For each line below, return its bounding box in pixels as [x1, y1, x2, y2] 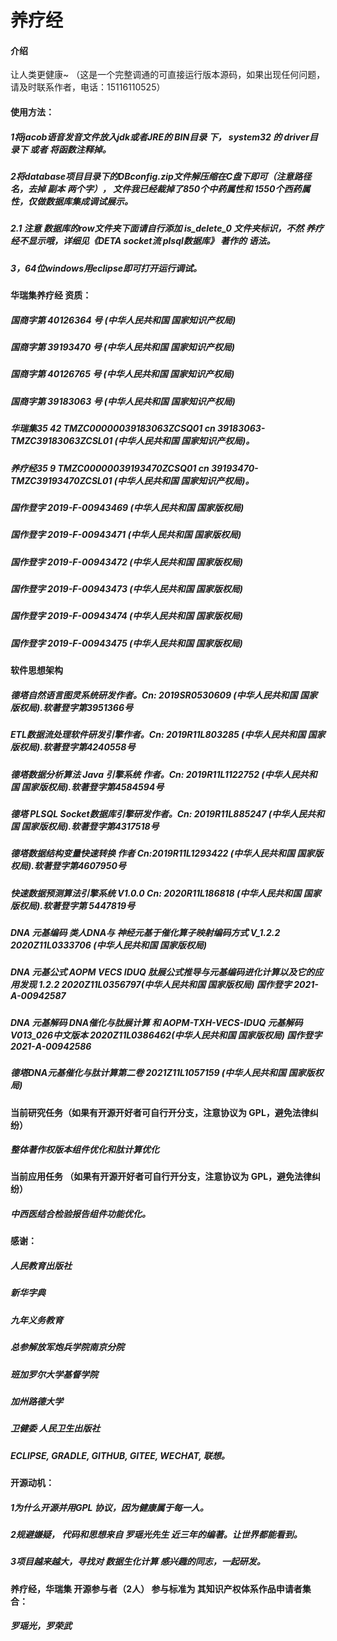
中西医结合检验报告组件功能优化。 [10, 1208, 151, 1220]
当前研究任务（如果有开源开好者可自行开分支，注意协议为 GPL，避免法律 [10, 1106, 310, 1118]
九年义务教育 [10, 1314, 63, 1326]
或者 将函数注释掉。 [29, 143, 112, 155]
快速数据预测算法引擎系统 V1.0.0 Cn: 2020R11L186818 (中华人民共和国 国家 [10, 887, 322, 899]
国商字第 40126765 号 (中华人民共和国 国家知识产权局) [10, 368, 235, 380]
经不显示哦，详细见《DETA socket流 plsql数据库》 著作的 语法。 [10, 235, 276, 247]
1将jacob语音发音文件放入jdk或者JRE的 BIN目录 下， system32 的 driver [10, 131, 310, 143]
